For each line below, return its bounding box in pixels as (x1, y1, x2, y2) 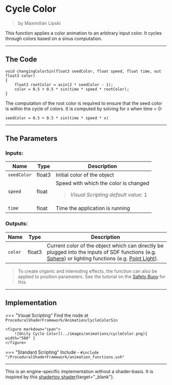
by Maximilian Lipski (17, 20, 61, 26)
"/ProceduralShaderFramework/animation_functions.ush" (5, 354, 125, 359)
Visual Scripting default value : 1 (70, 191, 147, 198)
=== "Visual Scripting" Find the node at (5, 312, 89, 318)
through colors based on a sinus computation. (5, 35, 102, 42)
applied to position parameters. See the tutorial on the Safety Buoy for (17, 273, 166, 279)
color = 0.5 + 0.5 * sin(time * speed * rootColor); (14, 87, 130, 92)
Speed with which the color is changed (55, 180, 149, 187)
